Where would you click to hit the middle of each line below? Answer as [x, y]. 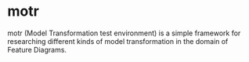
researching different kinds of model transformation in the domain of [118, 41]
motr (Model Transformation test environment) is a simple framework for [124, 33]
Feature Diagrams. [37, 49]
